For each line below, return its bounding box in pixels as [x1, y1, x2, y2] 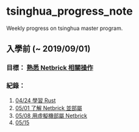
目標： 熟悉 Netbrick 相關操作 [6, 64, 93, 72]
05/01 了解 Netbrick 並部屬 [15, 104, 82, 111]
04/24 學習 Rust [15, 97, 56, 104]
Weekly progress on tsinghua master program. [6, 24, 123, 32]
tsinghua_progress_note [6, 4, 133, 18]
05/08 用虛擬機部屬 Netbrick [15, 112, 87, 119]
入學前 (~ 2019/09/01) [6, 44, 91, 54]
